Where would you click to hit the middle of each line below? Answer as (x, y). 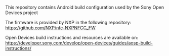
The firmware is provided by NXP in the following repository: (68, 22)
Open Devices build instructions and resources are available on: (72, 38)
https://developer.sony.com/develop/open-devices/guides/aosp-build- (79, 43)
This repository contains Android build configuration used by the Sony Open (85, 7)
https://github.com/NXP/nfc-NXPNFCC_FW (51, 28)
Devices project (22, 13)
